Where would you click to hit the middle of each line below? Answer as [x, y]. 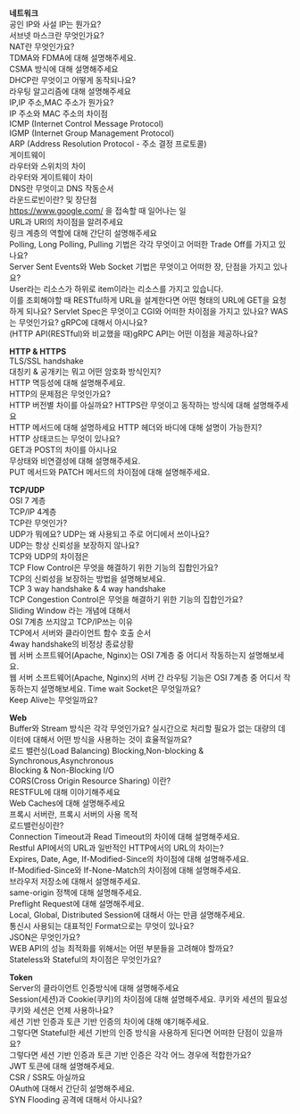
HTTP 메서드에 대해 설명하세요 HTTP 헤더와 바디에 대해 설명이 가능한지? [136, 427]
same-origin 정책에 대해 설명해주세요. [76, 892]
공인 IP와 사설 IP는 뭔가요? [55, 24]
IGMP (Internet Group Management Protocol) [92, 133]
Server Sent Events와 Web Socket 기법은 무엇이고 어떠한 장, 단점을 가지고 [140, 267]
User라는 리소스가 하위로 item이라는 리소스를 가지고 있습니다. [117, 289]
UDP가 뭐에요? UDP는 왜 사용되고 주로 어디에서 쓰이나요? [109, 534]
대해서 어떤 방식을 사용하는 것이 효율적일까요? [112, 739]
